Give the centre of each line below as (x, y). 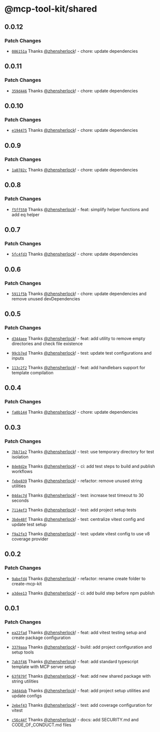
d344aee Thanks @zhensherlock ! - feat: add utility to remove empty (78, 338)
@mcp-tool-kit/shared (51, 9)
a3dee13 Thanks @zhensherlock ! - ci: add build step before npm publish (83, 593)
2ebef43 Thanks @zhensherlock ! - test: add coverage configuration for (82, 705)
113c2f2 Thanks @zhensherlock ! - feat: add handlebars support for (78, 367)
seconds (20, 500)
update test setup (29, 525)
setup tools (23, 652)
